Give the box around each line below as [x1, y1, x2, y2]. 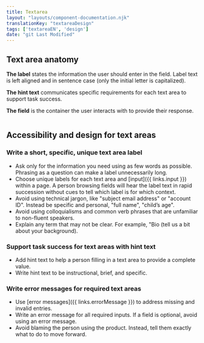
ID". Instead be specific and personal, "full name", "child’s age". [15, 201, 175, 208]
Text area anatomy [6, 54, 79, 65]
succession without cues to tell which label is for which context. [15, 188, 176, 195]
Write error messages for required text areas [6, 284, 142, 293]
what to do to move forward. [15, 331, 87, 338]
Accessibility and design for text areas [6, 130, 156, 140]
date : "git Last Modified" [6, 32, 75, 38]
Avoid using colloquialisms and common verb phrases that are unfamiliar [15, 208, 199, 215]
